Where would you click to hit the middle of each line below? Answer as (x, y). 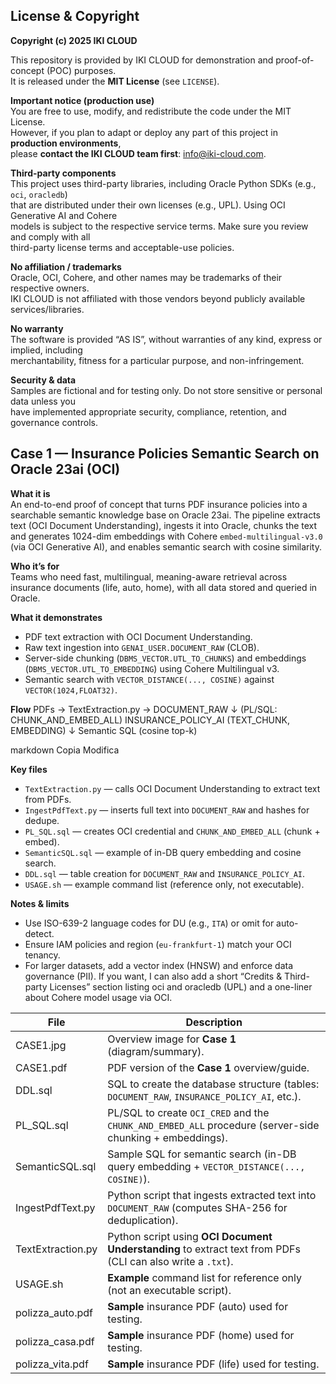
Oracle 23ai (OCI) (65, 469)
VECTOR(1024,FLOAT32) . (71, 690)
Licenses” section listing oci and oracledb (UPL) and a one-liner (181, 986)
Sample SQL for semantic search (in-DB (202, 1154)
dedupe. (42, 820)
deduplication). (143, 1220)
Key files (29, 769)
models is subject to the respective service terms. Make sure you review (159, 226)
